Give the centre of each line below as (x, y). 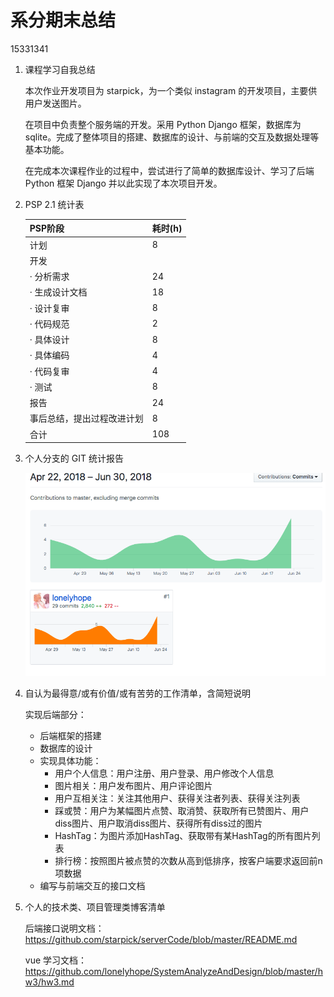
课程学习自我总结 (60, 69)
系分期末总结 (63, 20)
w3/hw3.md (49, 982)
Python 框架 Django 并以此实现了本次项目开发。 (123, 183)
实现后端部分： (55, 714)
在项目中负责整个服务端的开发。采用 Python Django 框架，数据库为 (163, 124)
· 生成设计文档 (58, 292)
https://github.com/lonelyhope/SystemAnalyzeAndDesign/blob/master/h (173, 971)
